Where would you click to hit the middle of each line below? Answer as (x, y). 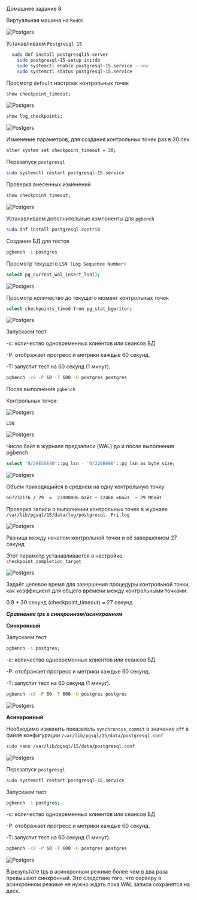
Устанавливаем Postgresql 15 (44, 44)
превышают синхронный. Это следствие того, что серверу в (84, 878)
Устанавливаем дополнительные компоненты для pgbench (80, 218)
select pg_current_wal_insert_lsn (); (53, 275)
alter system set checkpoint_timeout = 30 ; (61, 151)
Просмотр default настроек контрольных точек (68, 83)
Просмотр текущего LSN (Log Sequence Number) (66, 263)
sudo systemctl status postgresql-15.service (75, 71)
